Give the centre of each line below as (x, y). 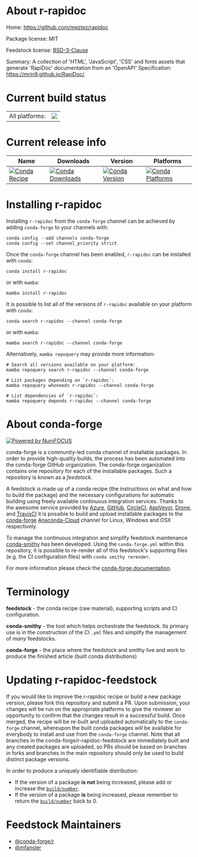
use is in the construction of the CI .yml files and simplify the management (96, 632)
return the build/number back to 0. (56, 801)
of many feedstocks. (31, 638)
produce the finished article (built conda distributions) (72, 656)
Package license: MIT (32, 38)
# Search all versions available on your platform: (71, 364)
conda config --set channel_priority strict (62, 243)
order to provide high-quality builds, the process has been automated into (96, 458)
